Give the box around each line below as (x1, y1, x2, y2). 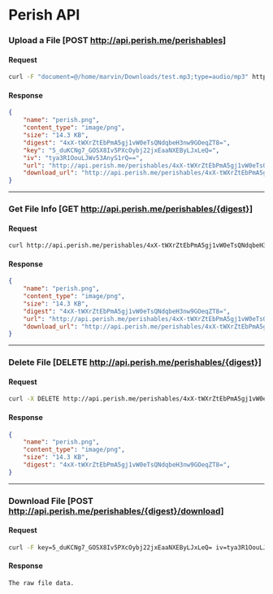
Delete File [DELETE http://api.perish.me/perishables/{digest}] (8, 357, 262, 368)
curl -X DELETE (8, 395, 60, 403)
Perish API (8, 6, 80, 24)
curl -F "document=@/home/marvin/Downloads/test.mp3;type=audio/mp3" (8, 73, 249, 81)
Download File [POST (8, 495, 93, 506)
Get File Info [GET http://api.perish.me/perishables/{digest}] (8, 203, 253, 215)
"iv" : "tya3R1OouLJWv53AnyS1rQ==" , (23, 154, 144, 162)
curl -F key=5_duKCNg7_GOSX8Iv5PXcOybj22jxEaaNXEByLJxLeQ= (8, 543, 213, 552)
